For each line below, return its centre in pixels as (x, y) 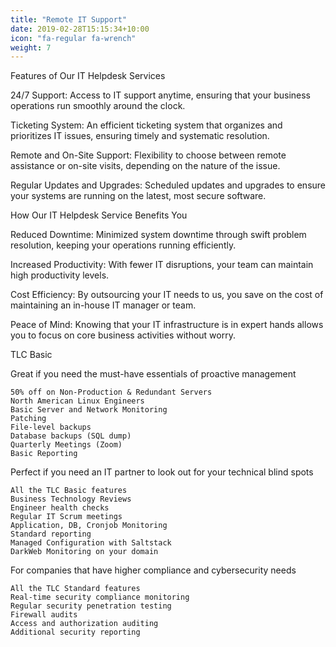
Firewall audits (44, 615)
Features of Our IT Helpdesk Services (88, 76)
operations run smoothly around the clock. (98, 106)
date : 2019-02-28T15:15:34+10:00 (80, 29)
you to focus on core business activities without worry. (123, 335)
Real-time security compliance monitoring (100, 597)
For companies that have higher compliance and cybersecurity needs (153, 570)
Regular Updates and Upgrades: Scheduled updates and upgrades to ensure (168, 185)
